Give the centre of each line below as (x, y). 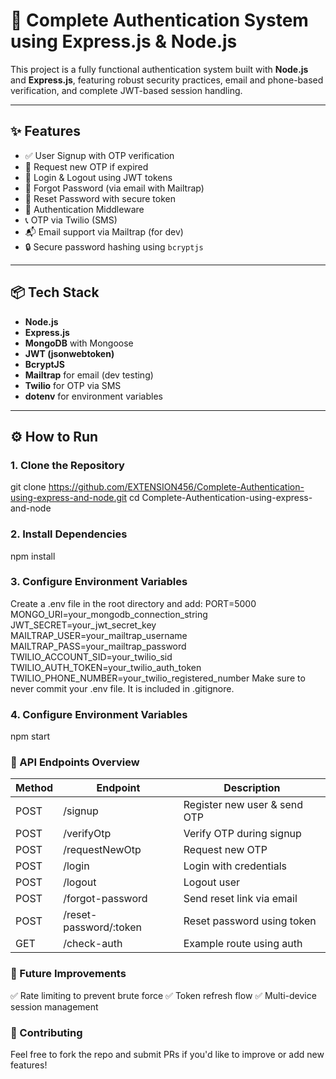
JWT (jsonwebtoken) (69, 353)
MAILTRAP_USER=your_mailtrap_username (99, 635)
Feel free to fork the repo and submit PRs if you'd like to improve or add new (167, 1055)
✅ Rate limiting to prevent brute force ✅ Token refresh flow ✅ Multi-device (163, 995)
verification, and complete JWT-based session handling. (126, 90)
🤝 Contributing (46, 1032)
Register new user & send (243, 805)
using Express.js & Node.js (124, 41)
